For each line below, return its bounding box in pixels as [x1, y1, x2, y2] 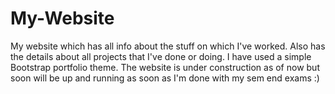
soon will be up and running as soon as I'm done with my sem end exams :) [10, 72, 320, 84]
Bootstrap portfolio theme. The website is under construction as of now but [10, 61, 320, 73]
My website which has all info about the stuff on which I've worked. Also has [10, 40, 326, 52]
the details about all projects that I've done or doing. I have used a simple [10, 50, 312, 62]
